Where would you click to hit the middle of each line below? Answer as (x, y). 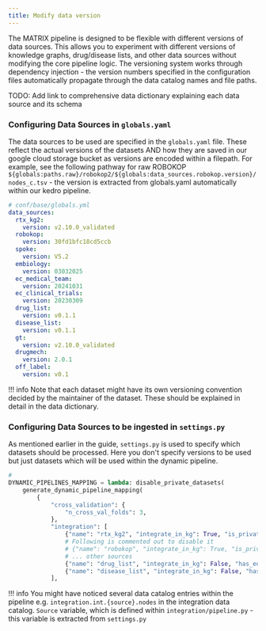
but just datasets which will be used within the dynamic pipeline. (113, 461)
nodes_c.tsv (28, 183)
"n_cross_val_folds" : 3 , (106, 512)
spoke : (26, 249)
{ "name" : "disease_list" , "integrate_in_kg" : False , (154, 571)
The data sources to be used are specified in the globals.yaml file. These (127, 141)
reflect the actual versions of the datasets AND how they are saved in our (128, 150)
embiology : (33, 264)
